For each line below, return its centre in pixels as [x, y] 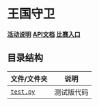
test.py [23, 92]
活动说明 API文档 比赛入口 [44, 34]
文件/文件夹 [29, 79]
